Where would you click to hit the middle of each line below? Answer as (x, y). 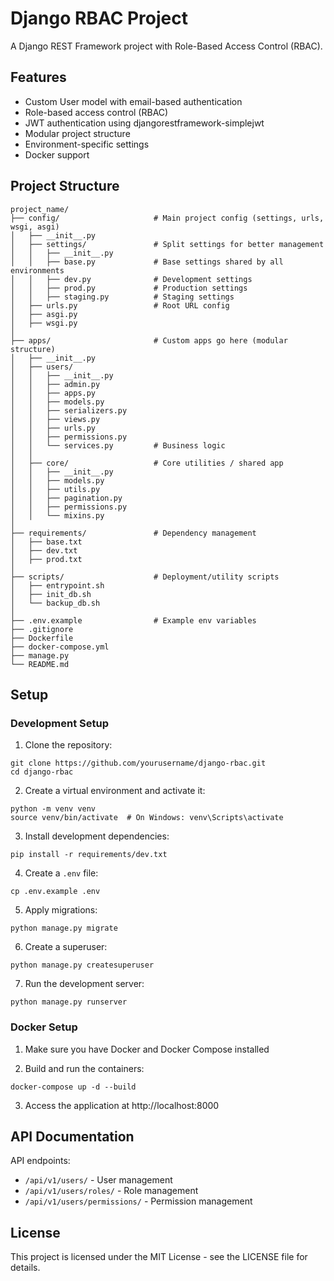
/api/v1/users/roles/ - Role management (111, 1191)
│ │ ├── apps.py (53, 393)
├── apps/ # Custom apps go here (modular (149, 340)
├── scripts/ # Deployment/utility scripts (145, 577)
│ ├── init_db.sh (51, 594)
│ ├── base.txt (46, 542)
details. (25, 1268)
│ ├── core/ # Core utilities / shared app (147, 463)
